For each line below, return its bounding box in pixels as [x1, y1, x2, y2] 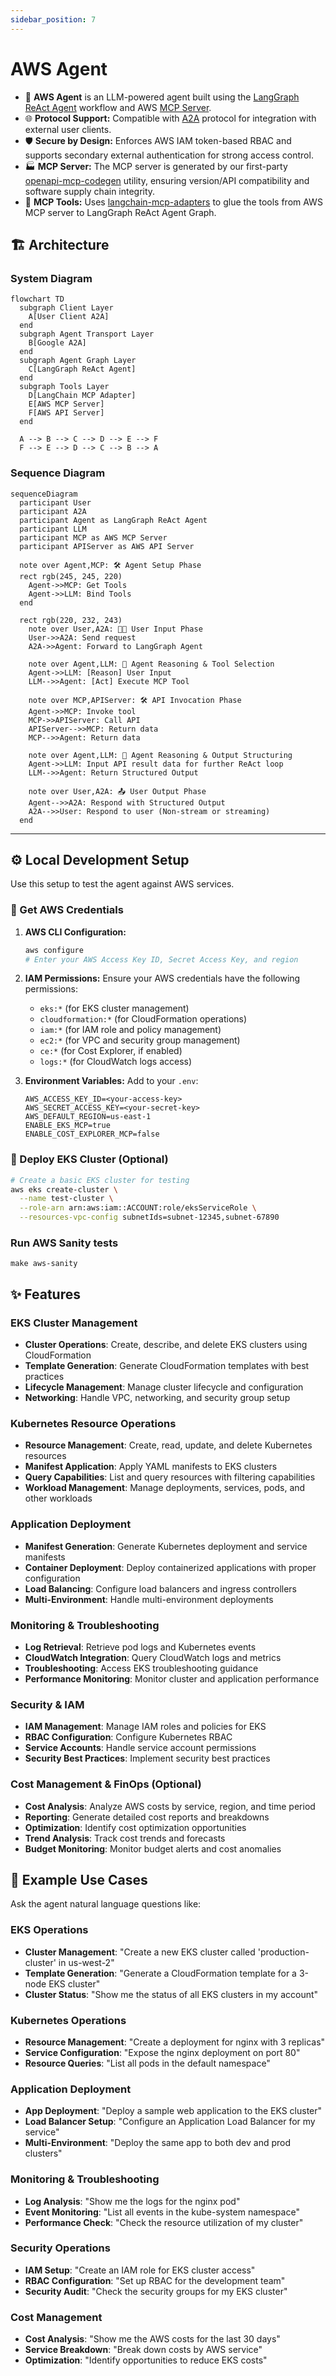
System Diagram [10, 271, 93, 285]
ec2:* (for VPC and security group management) [39, 1034, 241, 1046]
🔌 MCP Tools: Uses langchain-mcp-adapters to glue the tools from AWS [24, 196, 323, 208]
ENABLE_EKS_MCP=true [24, 1121, 111, 1131]
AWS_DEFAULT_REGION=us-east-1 [24, 1112, 152, 1122]
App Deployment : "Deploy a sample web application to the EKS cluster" [24, 2105, 323, 2117]
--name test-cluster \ [19, 1194, 114, 1204]
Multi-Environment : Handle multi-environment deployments [24, 1593, 274, 1605]
